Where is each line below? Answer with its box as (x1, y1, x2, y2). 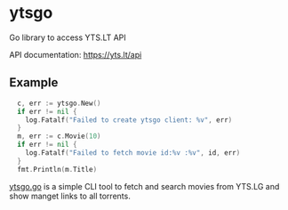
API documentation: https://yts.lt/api (9, 49, 142, 60)
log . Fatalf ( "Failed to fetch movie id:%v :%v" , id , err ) (25, 149, 241, 157)
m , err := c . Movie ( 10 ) (17, 132, 101, 141)
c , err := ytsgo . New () (17, 99, 101, 108)
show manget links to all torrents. (9, 190, 131, 201)
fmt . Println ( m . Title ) (17, 165, 98, 174)
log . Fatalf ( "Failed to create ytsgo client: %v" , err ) (25, 115, 233, 125)
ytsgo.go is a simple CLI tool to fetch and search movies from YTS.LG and (9, 181, 280, 191)
